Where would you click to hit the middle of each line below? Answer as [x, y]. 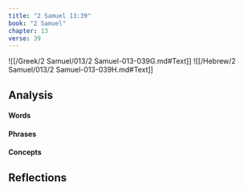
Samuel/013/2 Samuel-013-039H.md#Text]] [81, 70]
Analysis [31, 95]
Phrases [22, 134]
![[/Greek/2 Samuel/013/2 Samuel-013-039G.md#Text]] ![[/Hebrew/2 [122, 61]
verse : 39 [25, 38]
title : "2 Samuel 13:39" [50, 16]
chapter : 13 [28, 31]
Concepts [25, 152]
